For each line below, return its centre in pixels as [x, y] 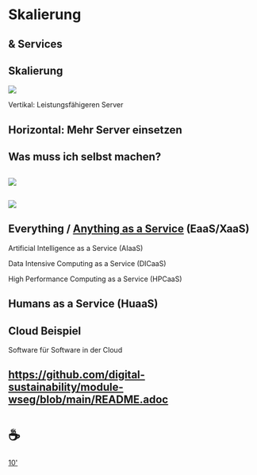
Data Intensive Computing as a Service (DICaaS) [87, 263]
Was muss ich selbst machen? [85, 157]
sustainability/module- [66, 387]
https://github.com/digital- [77, 375]
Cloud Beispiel [45, 331]
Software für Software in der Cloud [65, 349]
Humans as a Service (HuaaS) [83, 304]
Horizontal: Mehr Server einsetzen [95, 130]
